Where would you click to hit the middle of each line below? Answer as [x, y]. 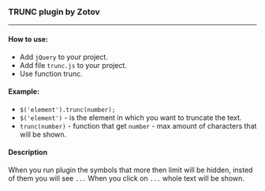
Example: [24, 92]
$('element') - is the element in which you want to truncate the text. [131, 118]
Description [28, 152]
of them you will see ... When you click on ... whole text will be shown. [126, 178]
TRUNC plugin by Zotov [54, 12]
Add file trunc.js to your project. [73, 65]
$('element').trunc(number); [67, 110]
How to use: [28, 39]
